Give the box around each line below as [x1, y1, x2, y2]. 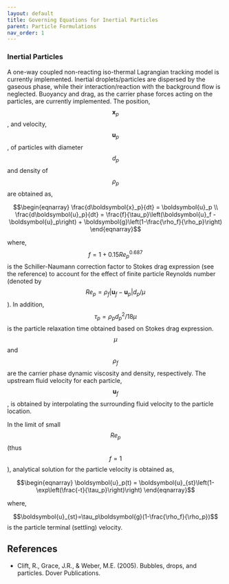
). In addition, [7, 300, 45, 309]
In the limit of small [7, 421, 61, 429]
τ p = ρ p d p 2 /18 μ [94, 311, 138, 322]
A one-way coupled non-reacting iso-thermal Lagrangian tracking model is [7, 67, 219, 76]
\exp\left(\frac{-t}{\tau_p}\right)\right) [36, 486, 142, 494]
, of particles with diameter [7, 143, 84, 152]
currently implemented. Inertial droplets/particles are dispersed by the [7, 75, 206, 83]
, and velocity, [7, 120, 47, 128]
